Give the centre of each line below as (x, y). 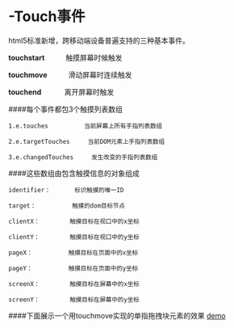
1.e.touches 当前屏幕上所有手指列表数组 (86, 126)
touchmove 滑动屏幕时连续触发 (70, 74)
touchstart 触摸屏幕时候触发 (65, 57)
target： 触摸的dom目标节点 (67, 206)
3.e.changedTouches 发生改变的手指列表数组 (83, 157)
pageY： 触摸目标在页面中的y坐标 (73, 268)
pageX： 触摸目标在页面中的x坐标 (73, 252)
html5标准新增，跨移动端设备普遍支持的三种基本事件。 (99, 40)
